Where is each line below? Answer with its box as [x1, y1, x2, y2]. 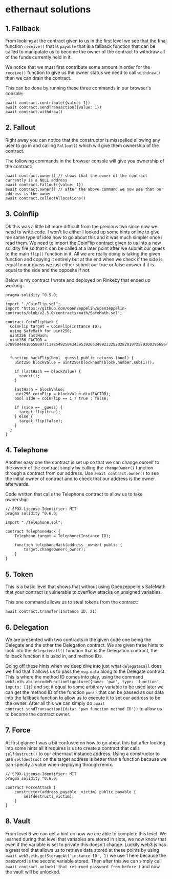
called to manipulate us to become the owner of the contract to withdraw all [5, 49, 165, 54]
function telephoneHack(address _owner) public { [14, 542, 123, 548]
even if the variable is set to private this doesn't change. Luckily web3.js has [5, 841, 166, 848]
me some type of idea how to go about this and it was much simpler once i [5, 234, 163, 240]
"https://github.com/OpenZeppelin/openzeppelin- [21, 306, 127, 311]
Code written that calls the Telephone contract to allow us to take [5, 491, 143, 497]
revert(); [18, 373, 40, 378]
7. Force [5, 726, 31, 735]
